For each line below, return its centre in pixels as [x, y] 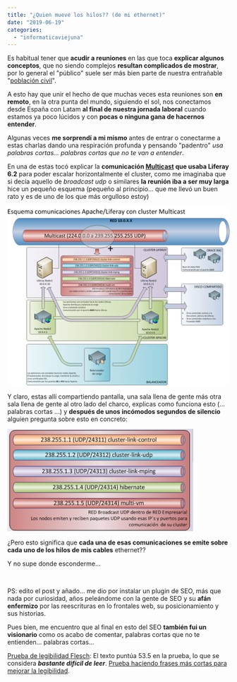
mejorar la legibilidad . [39, 671]
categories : [25, 30]
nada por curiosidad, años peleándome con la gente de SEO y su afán [109, 598]
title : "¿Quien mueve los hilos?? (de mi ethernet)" [86, 15]
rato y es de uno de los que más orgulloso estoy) [78, 197]
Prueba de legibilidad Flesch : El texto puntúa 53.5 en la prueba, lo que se [114, 655]
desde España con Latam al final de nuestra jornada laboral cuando [107, 109]
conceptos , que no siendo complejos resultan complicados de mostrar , [113, 66]
